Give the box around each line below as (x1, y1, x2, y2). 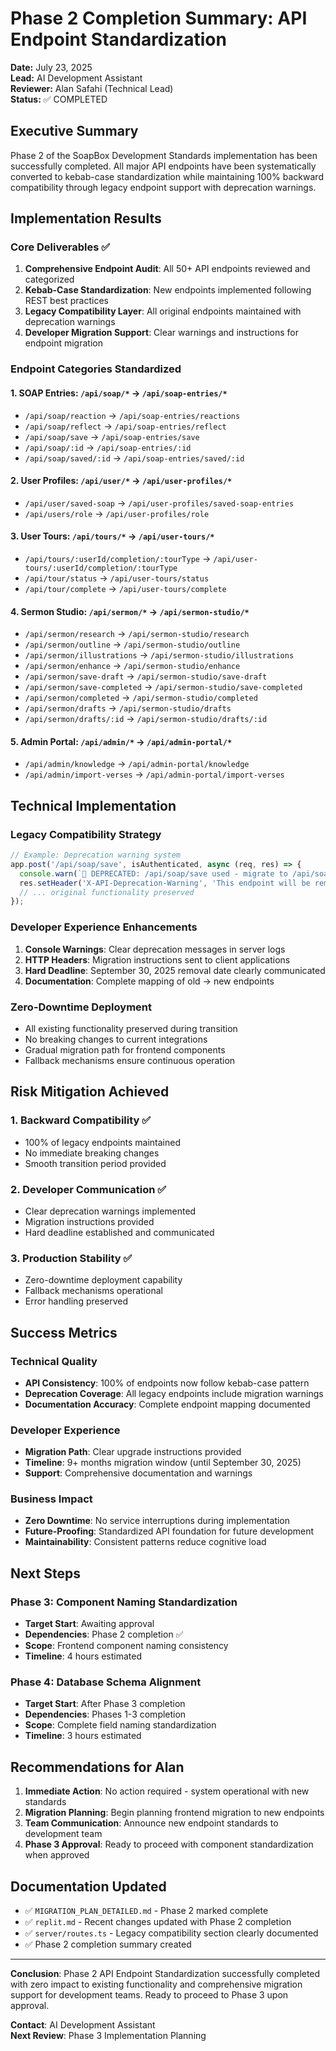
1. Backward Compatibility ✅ (10, 1113, 152, 1127)
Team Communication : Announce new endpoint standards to (24, 1817, 279, 1829)
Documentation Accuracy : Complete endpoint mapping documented (24, 1398, 311, 1410)
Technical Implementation (10, 797, 177, 814)
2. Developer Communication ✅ (10, 1182, 167, 1196)
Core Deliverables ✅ (10, 240, 111, 254)
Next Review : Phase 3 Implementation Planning (10, 2030, 207, 2042)
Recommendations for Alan (10, 1758, 185, 1776)
